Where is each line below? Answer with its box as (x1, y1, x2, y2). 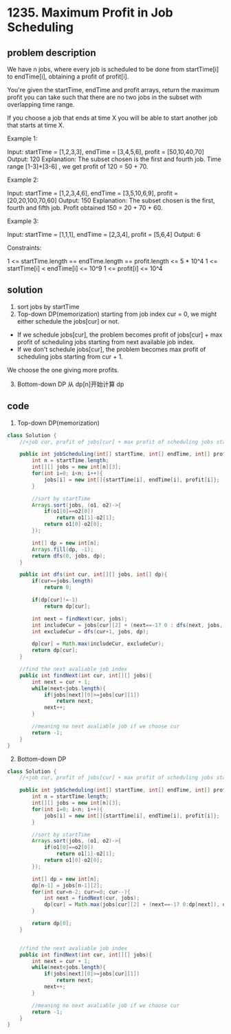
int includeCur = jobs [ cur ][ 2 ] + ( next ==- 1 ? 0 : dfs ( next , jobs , (32, 622, 223, 629)
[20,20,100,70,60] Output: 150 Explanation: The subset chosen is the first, (7, 196, 215, 204)
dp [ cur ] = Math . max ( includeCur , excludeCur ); (32, 640, 165, 648)
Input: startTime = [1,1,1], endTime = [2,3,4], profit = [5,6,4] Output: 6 (7, 231, 201, 238)
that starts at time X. (7, 121, 65, 129)
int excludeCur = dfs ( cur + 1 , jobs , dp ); (32, 628, 149, 635)
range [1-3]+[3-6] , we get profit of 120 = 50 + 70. (7, 162, 148, 170)
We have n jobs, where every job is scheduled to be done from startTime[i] (7, 65, 219, 73)
